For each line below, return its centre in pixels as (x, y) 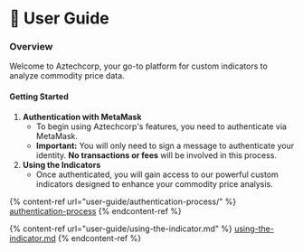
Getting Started (39, 97)
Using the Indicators (62, 164)
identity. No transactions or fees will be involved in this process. (156, 155)
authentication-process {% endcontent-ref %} (96, 210)
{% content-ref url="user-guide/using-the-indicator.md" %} (121, 229)
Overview (31, 47)
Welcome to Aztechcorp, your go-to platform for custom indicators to (139, 66)
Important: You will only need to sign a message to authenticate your (165, 145)
